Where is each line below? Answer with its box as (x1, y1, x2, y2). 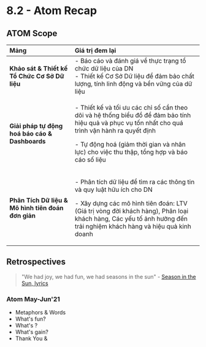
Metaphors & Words (15, 309, 66, 316)
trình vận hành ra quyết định (74, 126, 156, 135)
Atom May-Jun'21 (6, 295, 60, 303)
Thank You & (15, 335, 48, 342)
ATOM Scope (6, 28, 58, 39)
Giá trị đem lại (74, 47, 116, 55)
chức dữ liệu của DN (74, 64, 134, 72)
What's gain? (15, 329, 49, 336)
